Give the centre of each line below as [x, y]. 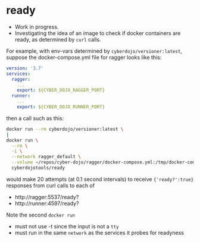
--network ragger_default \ [46, 157]
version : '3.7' [25, 68]
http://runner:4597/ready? [47, 203]
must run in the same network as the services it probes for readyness [99, 232]
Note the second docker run [41, 215]
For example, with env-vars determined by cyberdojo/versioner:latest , [94, 51]
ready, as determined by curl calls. [58, 39]
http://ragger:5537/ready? [47, 197]
